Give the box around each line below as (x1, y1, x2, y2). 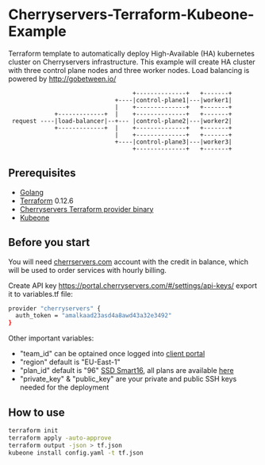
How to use (8, 405, 65, 419)
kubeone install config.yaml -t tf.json (8, 448, 144, 457)
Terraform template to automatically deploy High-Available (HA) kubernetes (8, 48, 255, 58)
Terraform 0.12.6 (19, 196, 74, 206)
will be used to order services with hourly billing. (8, 265, 167, 275)
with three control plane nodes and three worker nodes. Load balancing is (8, 65, 250, 75)
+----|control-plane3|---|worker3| (114, 137, 232, 146)
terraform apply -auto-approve (8, 434, 112, 442)
